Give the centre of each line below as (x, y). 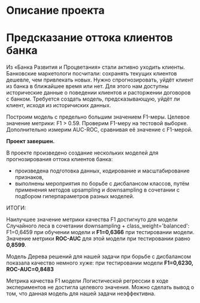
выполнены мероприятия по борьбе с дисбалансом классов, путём (102, 184)
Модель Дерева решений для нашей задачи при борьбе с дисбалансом (99, 257)
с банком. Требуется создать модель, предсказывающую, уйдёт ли (93, 99)
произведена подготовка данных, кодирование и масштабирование (102, 171)
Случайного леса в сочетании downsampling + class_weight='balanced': (98, 226)
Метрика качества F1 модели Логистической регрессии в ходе (87, 281)
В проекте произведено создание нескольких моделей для (82, 153)
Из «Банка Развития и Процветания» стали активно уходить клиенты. (96, 67)
